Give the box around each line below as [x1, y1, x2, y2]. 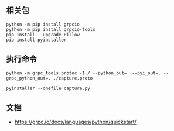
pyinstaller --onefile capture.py [6, 85, 91, 91]
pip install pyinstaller [6, 37, 67, 43]
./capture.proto [53, 75, 93, 81]
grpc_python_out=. [6, 75, 51, 81]
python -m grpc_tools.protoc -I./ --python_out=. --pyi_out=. [6, 70, 161, 76]
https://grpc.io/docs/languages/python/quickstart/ [14, 119, 137, 126]
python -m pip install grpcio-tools [6, 26, 95, 32]
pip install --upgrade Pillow [6, 32, 80, 37]
